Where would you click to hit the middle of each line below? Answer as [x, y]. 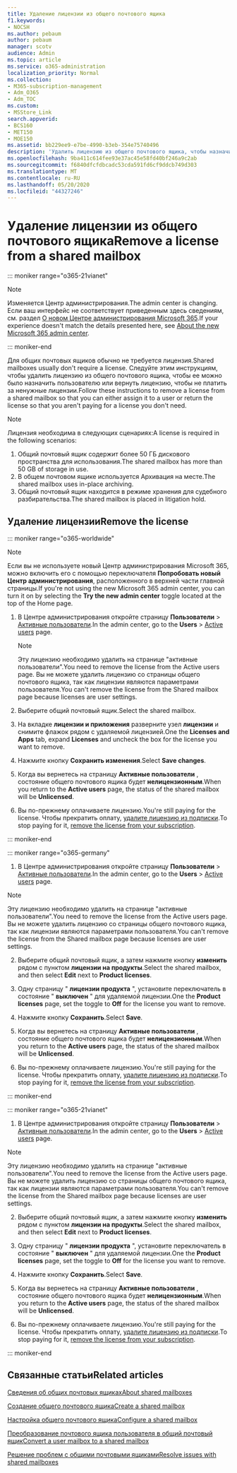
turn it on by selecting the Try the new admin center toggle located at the [115, 596]
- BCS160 [20, 125]
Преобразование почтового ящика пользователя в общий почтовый [110, 1433]
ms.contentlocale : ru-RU [44, 178]
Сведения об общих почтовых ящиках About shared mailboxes [100, 1392]
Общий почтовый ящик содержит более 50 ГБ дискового [104, 454]
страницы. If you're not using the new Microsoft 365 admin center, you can [116, 588]
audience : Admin [31, 54]
